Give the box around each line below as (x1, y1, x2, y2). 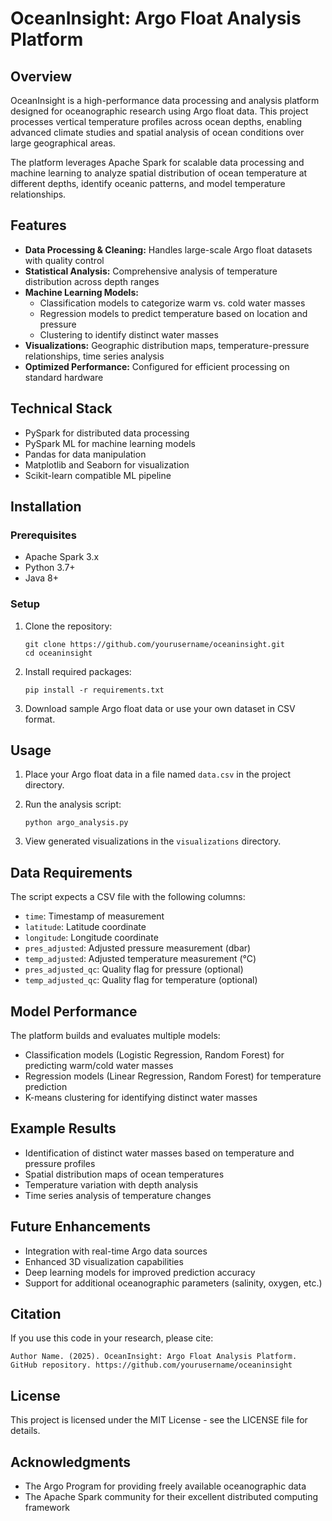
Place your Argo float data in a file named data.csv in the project (24, 768, 291, 781)
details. (10, 1425, 41, 1437)
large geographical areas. (10, 137, 116, 149)
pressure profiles (24, 1157, 96, 1169)
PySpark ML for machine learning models (24, 437, 196, 449)
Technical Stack (10, 400, 113, 417)
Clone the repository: (24, 620, 113, 632)
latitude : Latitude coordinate (24, 921, 147, 933)
